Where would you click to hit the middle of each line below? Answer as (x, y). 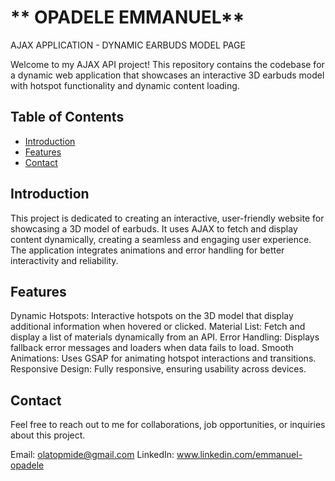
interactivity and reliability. (64, 260)
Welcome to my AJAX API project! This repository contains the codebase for (167, 64)
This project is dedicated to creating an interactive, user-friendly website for (167, 218)
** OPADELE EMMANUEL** (127, 17)
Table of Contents (67, 117)
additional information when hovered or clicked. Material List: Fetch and (158, 327)
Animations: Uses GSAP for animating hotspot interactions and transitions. (163, 358)
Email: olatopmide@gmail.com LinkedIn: (92, 455)
